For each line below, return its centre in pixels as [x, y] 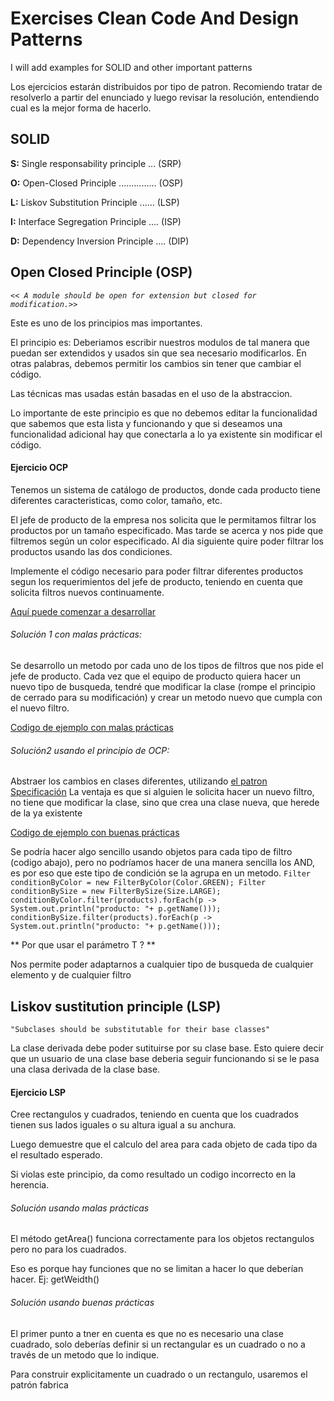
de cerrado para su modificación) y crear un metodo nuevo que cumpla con [166, 697]
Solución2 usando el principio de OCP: [90, 750]
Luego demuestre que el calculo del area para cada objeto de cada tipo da [164, 1144]
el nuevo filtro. [40, 708]
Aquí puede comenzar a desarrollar [83, 611]
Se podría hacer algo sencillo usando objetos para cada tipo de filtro [151, 852]
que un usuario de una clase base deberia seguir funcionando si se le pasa [165, 1058]
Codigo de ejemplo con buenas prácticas [95, 833]
